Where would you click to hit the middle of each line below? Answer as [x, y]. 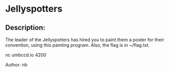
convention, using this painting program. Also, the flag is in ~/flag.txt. [77, 45]
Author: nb [16, 65]
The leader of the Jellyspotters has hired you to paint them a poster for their [85, 40]
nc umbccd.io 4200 [26, 55]
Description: [25, 28]
